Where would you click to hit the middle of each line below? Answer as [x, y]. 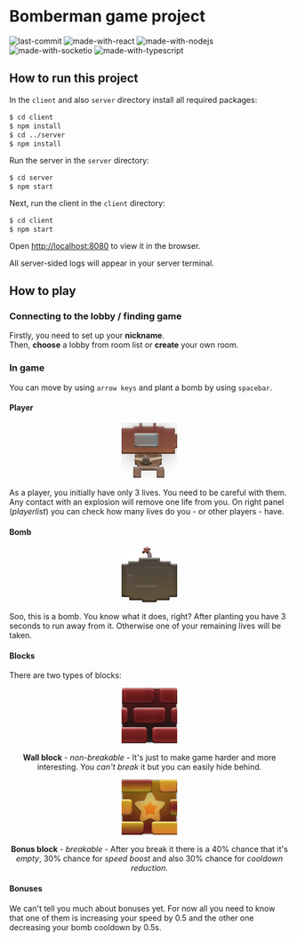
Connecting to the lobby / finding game [96, 316]
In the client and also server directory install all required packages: [133, 100]
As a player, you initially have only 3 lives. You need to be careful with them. [148, 492]
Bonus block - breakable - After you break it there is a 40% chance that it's [149, 849]
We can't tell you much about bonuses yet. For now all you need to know [142, 908]
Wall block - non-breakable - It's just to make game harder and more [149, 758]
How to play [43, 291]
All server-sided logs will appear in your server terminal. [112, 263]
